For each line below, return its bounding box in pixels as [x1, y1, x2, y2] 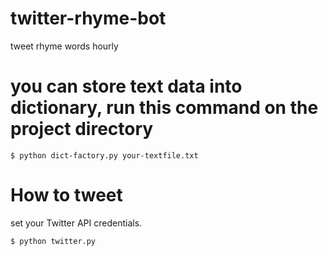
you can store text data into [10, 75, 243, 98]
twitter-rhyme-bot [10, 7, 167, 30]
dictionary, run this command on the [10, 97, 319, 119]
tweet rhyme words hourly [10, 40, 119, 52]
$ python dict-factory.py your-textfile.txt [10, 150, 199, 161]
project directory [10, 118, 154, 141]
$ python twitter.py [10, 236, 97, 246]
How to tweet [10, 184, 123, 207]
